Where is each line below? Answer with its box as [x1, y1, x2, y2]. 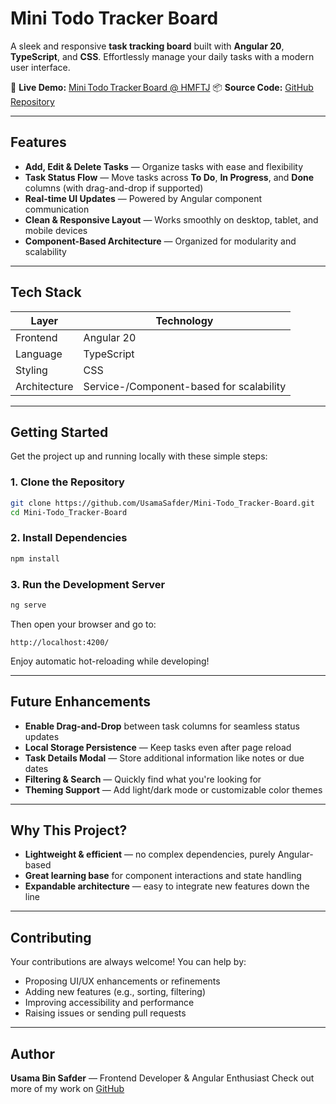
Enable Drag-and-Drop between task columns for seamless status [24, 720, 300, 732]
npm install [10, 553, 60, 564]
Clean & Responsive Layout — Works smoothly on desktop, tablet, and [24, 213, 319, 226]
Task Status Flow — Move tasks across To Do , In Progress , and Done [24, 171, 315, 183]
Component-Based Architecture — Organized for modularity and [24, 235, 297, 247]
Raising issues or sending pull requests [24, 1007, 187, 1019]
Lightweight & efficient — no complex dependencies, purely [24, 848, 276, 861]
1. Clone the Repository [10, 475, 125, 489]
